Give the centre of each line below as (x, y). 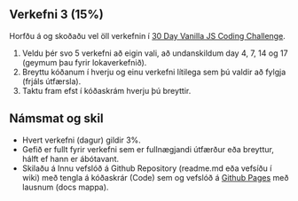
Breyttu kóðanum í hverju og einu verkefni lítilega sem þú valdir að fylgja (154, 72)
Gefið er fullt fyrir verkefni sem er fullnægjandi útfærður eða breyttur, (148, 149)
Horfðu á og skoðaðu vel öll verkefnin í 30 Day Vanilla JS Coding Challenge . (147, 35)
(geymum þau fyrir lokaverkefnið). (84, 62)
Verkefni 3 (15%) (56, 15)
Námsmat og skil (56, 119)
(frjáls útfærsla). (51, 81)
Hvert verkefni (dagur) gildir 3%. (82, 140)
